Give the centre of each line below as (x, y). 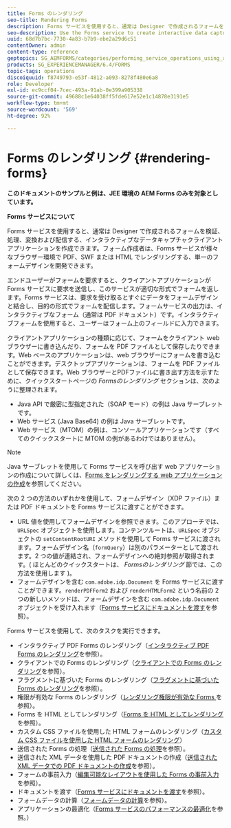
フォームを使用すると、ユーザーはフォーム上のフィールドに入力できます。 (118, 323)
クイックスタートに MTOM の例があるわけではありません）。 (114, 438)
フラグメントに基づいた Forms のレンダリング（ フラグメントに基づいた (118, 679)
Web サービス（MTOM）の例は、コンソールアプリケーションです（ (112, 429)
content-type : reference (43, 52)
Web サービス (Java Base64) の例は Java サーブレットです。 (103, 421)
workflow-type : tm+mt (38, 103)
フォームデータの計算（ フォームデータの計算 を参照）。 (93, 800)
